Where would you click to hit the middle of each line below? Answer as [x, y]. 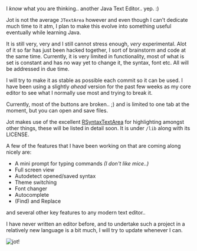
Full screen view [35, 170]
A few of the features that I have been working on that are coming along [93, 146]
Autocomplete [32, 195]
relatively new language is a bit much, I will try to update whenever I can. [94, 230]
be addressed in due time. [38, 69]
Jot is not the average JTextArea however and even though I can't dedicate [97, 20]
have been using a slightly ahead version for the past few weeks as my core [98, 87]
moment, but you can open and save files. [57, 110]
